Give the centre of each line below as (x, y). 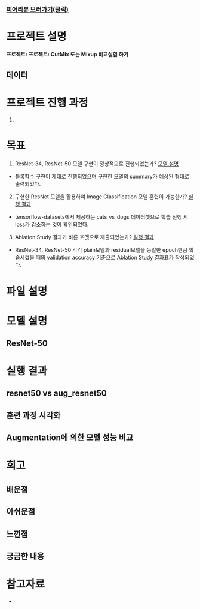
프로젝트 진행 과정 (47, 103)
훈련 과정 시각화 (33, 415)
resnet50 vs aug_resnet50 (57, 394)
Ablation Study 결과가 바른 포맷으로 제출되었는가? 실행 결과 (84, 237)
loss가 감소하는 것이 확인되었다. (52, 224)
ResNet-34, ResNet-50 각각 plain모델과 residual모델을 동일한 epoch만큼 (101, 250)
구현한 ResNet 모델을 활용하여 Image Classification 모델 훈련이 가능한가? (101, 197)
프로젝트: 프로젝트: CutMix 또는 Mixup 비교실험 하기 (67, 54)
